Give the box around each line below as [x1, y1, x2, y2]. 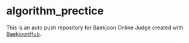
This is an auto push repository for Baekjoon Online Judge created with [6, 24, 184, 31]
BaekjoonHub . [6, 30, 42, 37]
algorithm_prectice [6, 4, 104, 18]
